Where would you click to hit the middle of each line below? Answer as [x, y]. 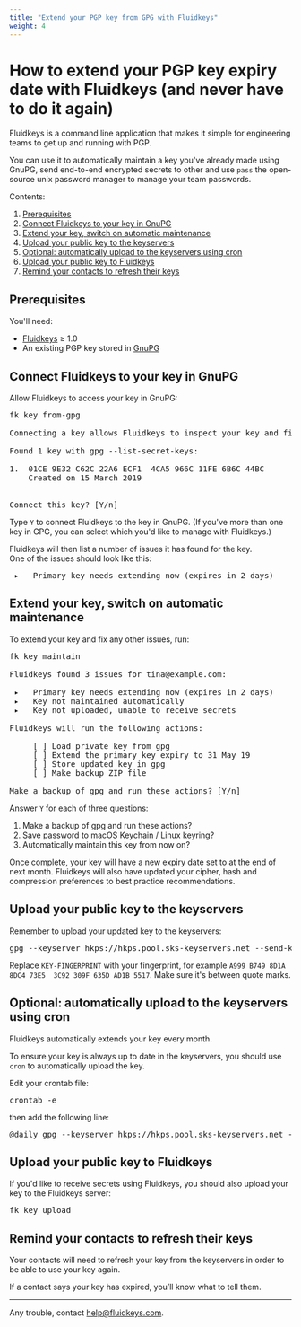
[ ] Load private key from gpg [101, 746]
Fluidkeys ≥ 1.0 [50, 338]
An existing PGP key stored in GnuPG [90, 348]
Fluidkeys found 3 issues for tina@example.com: [118, 674]
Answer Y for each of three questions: [79, 808]
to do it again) [61, 108]
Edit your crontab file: [49, 1083]
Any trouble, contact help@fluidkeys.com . [86, 1313]
